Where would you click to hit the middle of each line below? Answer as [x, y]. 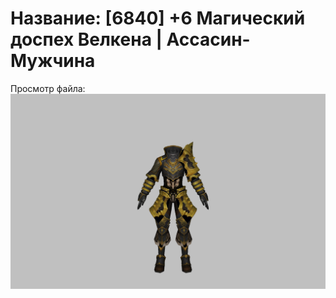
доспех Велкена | [86, 39]
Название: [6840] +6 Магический [158, 18]
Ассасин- [208, 39]
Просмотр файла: [48, 88]
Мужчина [53, 61]
